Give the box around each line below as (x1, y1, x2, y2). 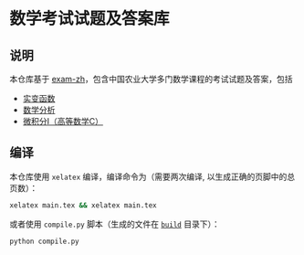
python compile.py (9, 237, 79, 246)
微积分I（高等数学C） (22, 116, 103, 126)
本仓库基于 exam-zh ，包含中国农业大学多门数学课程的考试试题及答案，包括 (9, 74, 294, 84)
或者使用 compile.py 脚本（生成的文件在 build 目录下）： (9, 218, 221, 229)
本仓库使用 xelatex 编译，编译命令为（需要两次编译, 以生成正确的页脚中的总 (9, 171, 295, 182)
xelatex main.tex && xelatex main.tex (9, 200, 157, 210)
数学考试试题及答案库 (9, 8, 171, 29)
